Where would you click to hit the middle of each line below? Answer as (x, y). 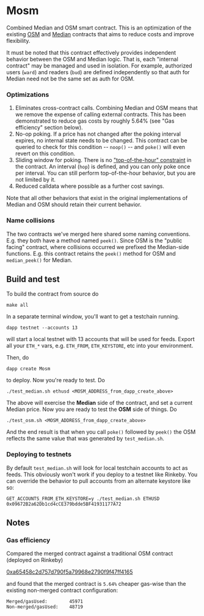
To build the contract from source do (53, 294)
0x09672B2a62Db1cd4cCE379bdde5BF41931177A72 (64, 504)
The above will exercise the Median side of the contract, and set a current (100, 403)
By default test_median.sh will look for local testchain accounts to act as (97, 468)
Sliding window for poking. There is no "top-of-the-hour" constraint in (103, 160)
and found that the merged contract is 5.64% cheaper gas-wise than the (96, 584)
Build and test (33, 279)
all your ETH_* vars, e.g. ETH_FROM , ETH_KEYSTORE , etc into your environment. (100, 346)
